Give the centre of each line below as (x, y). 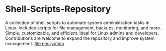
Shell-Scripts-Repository (58, 9)
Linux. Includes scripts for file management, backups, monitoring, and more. (83, 27)
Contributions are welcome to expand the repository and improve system (80, 38)
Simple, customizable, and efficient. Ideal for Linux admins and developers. (82, 33)
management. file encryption (35, 43)
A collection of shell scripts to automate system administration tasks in (77, 23)
